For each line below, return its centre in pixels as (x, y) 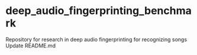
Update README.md (31, 46)
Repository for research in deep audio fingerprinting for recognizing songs (96, 39)
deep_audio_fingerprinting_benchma (98, 11)
